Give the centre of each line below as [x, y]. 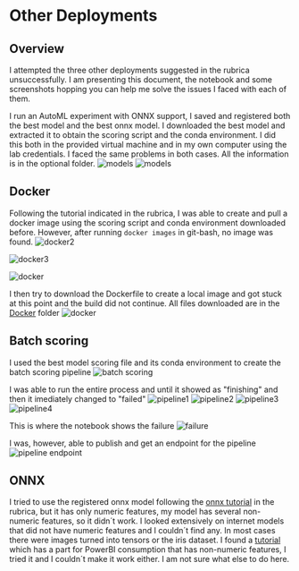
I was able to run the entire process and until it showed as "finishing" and [144, 389]
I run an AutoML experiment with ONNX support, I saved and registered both [150, 116]
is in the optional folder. [52, 163]
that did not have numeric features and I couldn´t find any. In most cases [142, 531]
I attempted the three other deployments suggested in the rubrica [129, 70]
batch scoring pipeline [50, 371]
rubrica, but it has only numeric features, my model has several [125, 512]
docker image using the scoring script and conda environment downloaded [147, 222]
